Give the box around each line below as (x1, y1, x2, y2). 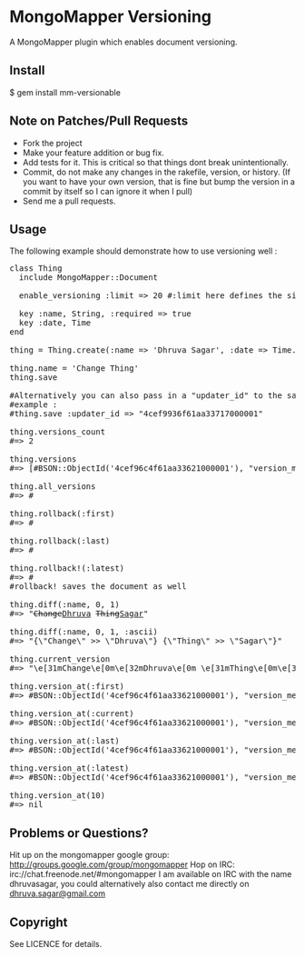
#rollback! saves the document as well (9, 582, 187, 592)
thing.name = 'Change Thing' (9, 364, 139, 374)
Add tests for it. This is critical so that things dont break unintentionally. (22, 156, 289, 167)
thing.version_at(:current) (9, 709, 134, 719)
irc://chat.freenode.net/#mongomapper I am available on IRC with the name (9, 869, 292, 880)
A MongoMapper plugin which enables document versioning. (9, 36, 238, 47)
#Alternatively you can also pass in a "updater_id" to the (9, 391, 283, 401)
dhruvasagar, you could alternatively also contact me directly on (9, 879, 250, 890)
